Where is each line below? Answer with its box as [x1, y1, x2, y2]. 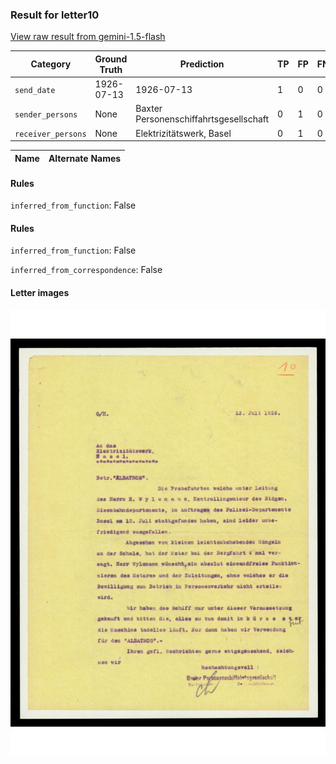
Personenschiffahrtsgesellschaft [135, 113, 270, 125]
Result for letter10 [10, 8, 100, 22]
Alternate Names [48, 152, 122, 164]
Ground [94, 53, 128, 65]
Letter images [10, 287, 70, 299]
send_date [14, 85, 56, 95]
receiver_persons [14, 129, 87, 139]
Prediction [179, 58, 225, 70]
